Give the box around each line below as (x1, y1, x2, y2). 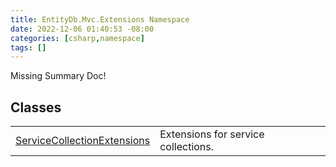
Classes (10, 99, 62, 116)
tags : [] (10, 42, 47, 53)
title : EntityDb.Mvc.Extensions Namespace (10, 14, 190, 25)
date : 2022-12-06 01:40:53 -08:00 (10, 24, 155, 34)
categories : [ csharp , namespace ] (10, 33, 145, 43)
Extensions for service (159, 127, 265, 141)
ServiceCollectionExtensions (15, 134, 151, 148)
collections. (159, 140, 215, 154)
